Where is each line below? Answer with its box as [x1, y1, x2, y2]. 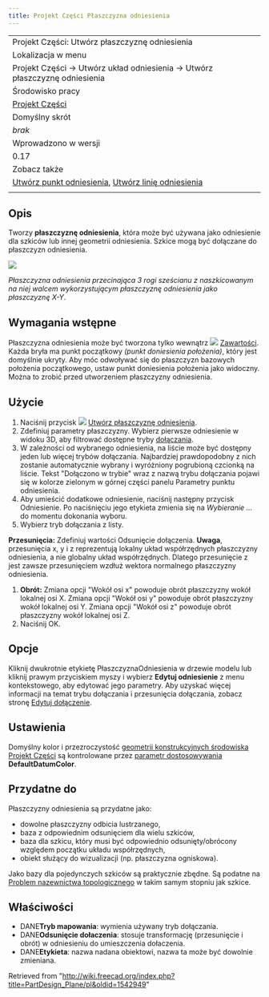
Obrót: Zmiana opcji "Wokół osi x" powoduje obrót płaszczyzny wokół [19, 585, 251, 595]
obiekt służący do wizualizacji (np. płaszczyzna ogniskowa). [19, 853, 219, 862]
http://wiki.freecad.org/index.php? [62, 971, 175, 981]
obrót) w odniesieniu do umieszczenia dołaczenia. [19, 938, 186, 948]
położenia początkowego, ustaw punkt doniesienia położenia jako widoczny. [8, 364, 260, 373]
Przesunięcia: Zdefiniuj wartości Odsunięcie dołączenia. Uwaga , [8, 535, 223, 545]
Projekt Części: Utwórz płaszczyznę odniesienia [12, 36, 194, 47]
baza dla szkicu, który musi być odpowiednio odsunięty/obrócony [19, 836, 238, 846]
